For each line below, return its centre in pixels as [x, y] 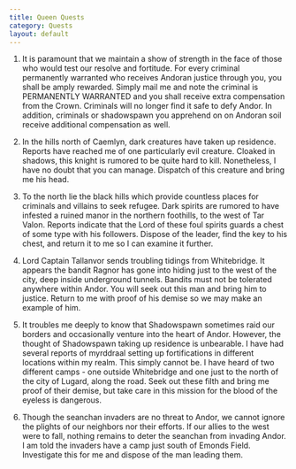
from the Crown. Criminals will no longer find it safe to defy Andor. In [147, 106]
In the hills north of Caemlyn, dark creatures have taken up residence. [149, 142]
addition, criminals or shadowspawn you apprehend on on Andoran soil [152, 115]
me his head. [46, 180]
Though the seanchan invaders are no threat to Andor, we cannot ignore [153, 418]
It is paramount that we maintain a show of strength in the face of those [152, 59]
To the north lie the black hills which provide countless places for [140, 196]
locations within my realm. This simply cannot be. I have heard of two [148, 363]
